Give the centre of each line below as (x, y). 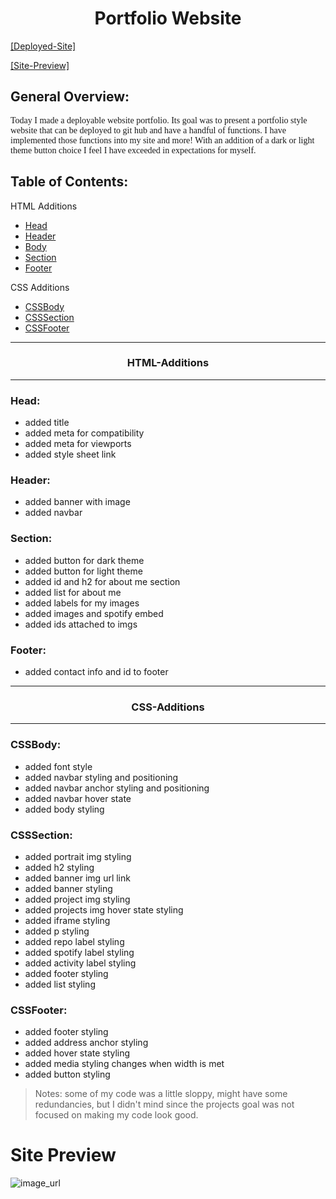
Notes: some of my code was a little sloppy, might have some (161, 1094)
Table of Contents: (69, 182)
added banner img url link (77, 878)
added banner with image (77, 502)
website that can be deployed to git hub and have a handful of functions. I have (148, 130)
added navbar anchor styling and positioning (117, 788)
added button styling (67, 1074)
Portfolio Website (168, 18)
